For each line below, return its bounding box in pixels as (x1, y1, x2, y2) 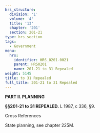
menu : (5, 48, 16, 53)
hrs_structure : (5, 7, 36, 12)
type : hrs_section (5, 35, 42, 40)
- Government (9, 44, 36, 49)
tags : (5, 39, 16, 44)
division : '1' (9, 12, 38, 17)
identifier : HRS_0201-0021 (14, 57, 69, 62)
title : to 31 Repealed (5, 76, 51, 80)
